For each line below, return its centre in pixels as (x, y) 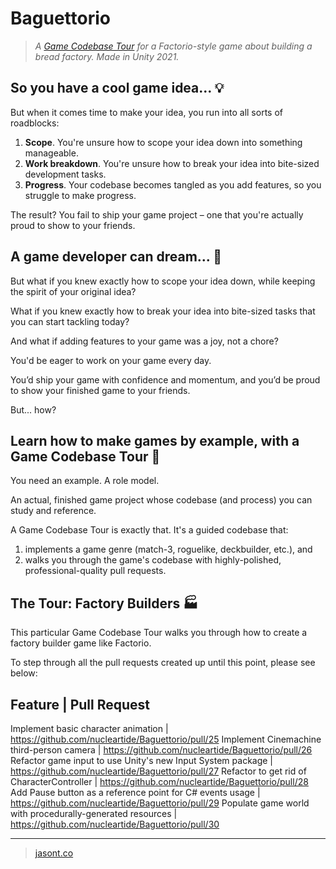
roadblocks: (35, 123)
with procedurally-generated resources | (94, 813)
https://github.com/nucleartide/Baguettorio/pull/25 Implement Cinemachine (166, 739)
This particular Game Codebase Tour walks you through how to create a (159, 633)
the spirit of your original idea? (73, 291)
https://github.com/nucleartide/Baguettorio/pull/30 (115, 824)
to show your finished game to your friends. (100, 390)
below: (24, 673)
